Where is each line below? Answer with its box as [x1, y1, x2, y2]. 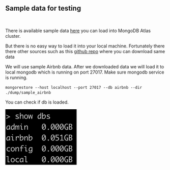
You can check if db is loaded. [5, 99, 69, 105]
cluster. [5, 33, 21, 39]
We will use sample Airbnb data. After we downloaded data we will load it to [5, 63, 164, 69]
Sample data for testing [5, 4, 81, 13]
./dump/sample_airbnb [5, 90, 51, 95]
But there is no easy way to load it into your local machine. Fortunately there [5, 43, 165, 49]
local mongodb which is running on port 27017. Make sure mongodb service [5, 69, 164, 75]
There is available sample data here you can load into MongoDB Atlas [5, 28, 151, 34]
